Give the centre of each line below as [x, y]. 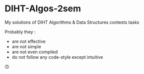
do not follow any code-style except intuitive [57, 57]
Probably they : [20, 32]
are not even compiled [35, 52]
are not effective [29, 41]
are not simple [27, 46]
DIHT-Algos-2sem [43, 9]
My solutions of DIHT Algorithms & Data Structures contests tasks [72, 22]
